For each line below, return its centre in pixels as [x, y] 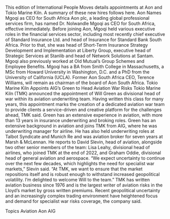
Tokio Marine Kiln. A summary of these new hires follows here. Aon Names [83, 13]
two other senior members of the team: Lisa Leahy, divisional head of [78, 147]
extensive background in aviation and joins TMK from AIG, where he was [81, 126]
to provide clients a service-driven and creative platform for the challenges [83, 109]
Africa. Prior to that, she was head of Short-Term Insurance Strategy [77, 45]
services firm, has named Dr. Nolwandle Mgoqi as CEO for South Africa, [80, 23]
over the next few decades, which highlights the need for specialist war [80, 163]
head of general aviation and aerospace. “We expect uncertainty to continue [85, 158]
